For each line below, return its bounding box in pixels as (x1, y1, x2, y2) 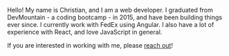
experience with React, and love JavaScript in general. (7, 28, 163, 36)
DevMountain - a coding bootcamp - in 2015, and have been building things (7, 13, 223, 21)
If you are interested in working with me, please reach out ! (7, 41, 173, 49)
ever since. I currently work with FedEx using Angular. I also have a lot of (7, 21, 214, 28)
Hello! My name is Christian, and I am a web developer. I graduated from (7, 6, 213, 14)
